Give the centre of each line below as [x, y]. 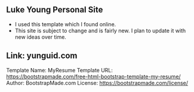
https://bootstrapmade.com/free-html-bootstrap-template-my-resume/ [93, 76]
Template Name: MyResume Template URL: [60, 70]
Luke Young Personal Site [55, 10]
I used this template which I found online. [65, 24]
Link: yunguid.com [42, 56]
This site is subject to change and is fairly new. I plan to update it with [100, 30]
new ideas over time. [41, 37]
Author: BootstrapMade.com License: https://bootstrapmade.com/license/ [97, 82]
